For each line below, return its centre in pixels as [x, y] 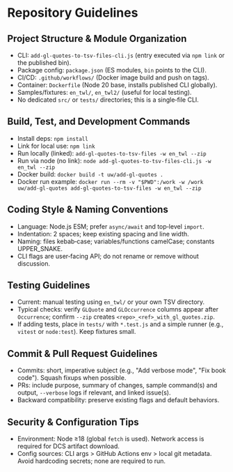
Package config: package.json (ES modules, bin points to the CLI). [112, 70]
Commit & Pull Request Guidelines [82, 353]
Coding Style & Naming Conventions [88, 210]
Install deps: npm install [53, 138]
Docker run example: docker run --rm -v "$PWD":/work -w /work [110, 181]
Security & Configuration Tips [73, 422]
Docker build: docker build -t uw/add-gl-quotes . [90, 174]
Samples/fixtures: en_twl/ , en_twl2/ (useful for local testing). [104, 92]
